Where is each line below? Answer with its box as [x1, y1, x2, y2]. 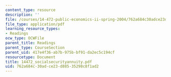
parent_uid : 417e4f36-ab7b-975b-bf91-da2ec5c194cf [5, 50, 115, 55]
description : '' [5, 12, 40, 17]
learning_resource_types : [5, 26, 60, 31]
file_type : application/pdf [5, 21, 65, 27]
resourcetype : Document [5, 54, 56, 60]
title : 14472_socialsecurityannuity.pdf [5, 59, 93, 64]
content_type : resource [5, 7, 56, 13]
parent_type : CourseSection [5, 45, 65, 50]
